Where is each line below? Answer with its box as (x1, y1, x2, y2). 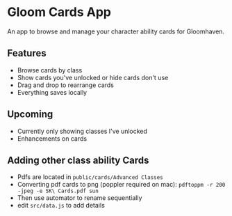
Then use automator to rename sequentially (17, 194, 142, 202)
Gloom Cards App (7, 4, 111, 20)
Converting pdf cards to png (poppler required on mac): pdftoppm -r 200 (17, 180, 226, 189)
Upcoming (7, 109, 53, 121)
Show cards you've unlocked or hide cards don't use (17, 73, 169, 82)
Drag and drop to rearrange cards (17, 81, 115, 89)
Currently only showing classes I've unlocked (17, 127, 148, 135)
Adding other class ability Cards (7, 154, 149, 166)
